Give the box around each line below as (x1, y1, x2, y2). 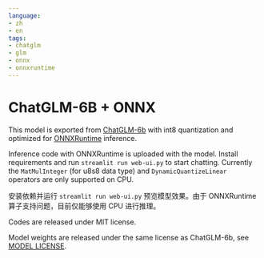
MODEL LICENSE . (8, 241, 67, 251)
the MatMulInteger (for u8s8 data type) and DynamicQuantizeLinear (8, 166, 227, 175)
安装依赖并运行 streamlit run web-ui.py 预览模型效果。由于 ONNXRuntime (8, 191, 257, 200)
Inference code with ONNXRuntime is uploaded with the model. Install (8, 149, 238, 159)
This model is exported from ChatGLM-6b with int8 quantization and (8, 125, 234, 135)
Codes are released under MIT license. (8, 217, 137, 227)
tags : (8, 34, 26, 42)
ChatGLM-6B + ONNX (8, 98, 156, 116)
